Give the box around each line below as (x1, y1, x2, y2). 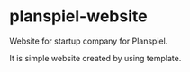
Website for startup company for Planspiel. (9, 36, 168, 46)
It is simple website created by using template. (9, 52, 182, 63)
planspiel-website (9, 6, 148, 27)
